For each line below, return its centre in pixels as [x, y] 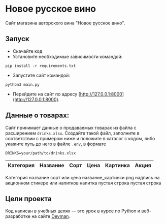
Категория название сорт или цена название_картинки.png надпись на [82, 177]
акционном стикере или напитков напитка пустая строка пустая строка [83, 183]
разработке [18, 216]
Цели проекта [28, 199]
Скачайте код [27, 51]
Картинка [118, 165]
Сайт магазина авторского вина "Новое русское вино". [65, 23]
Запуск [17, 39]
